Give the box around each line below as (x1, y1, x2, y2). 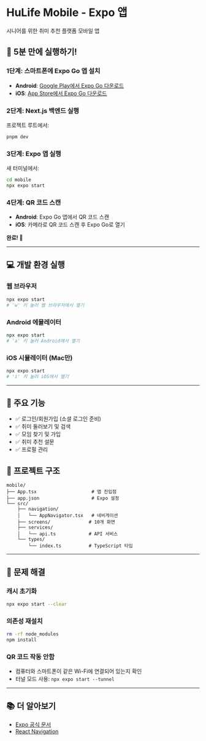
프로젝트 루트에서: (6, 121, 50, 129)
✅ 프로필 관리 (15, 446, 48, 453)
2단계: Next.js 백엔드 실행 (6, 106, 80, 115)
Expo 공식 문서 (15, 721, 51, 728)
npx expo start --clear (6, 601, 67, 607)
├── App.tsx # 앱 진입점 (6, 489, 117, 495)
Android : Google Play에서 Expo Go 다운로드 (15, 82, 124, 89)
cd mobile (6, 177, 32, 183)
